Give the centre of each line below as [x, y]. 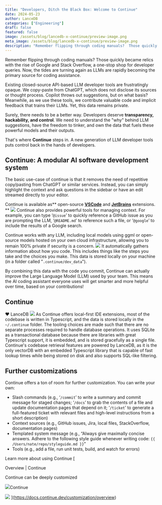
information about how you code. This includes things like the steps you [77, 251]
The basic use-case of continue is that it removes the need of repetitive [76, 179]
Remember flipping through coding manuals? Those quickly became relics [79, 59]
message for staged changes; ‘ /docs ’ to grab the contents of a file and [82, 403]
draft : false [18, 28]
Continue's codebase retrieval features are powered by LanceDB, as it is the [81, 345]
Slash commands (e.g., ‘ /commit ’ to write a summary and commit [76, 397]
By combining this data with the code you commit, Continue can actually [77, 271]
